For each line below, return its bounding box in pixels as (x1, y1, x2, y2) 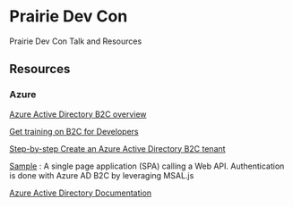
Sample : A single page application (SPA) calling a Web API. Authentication (9, 161, 285, 171)
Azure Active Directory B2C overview (9, 109, 147, 120)
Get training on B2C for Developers (9, 126, 139, 137)
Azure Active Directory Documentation (9, 187, 152, 198)
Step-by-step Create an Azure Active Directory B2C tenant (9, 143, 226, 153)
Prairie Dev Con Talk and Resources (9, 36, 142, 46)
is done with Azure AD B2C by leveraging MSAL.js (9, 170, 194, 180)
